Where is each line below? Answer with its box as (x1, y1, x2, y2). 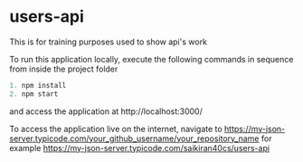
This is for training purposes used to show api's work (9, 36, 208, 47)
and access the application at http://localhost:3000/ (9, 106, 204, 117)
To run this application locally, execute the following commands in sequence (9, 53, 294, 64)
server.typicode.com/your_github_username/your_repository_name (9, 133, 260, 144)
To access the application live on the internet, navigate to (9, 123, 223, 134)
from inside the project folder (9, 63, 118, 74)
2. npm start (9, 89, 59, 99)
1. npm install (9, 81, 67, 90)
